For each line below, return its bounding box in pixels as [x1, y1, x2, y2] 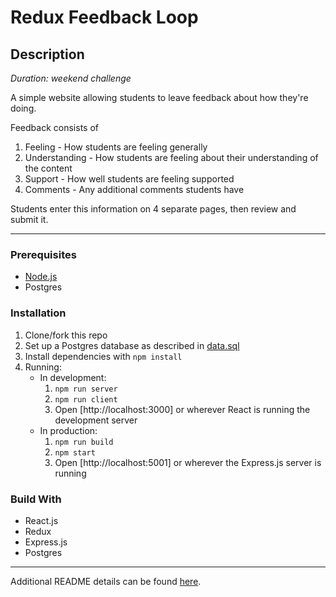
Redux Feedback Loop [10, 6, 199, 29]
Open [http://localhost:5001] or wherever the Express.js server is [54, 456, 322, 468]
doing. [10, 102, 37, 114]
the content [24, 162, 73, 174]
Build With [10, 492, 62, 506]
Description [10, 46, 85, 63]
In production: [39, 424, 98, 436]
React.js [24, 514, 59, 526]
